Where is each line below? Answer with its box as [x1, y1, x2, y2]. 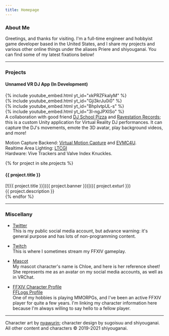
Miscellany [5, 211, 33, 218]
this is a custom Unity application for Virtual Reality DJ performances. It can [5, 119, 162, 125]
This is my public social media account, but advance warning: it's [12, 228, 148, 234]
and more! [5, 130, 27, 136]
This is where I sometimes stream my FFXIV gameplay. [12, 248, 126, 254]
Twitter [12, 222, 28, 228]
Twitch [12, 243, 27, 249]
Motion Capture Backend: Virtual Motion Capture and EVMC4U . [5, 140, 137, 146]
